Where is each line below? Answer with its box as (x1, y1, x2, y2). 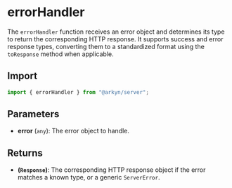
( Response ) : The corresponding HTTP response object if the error (17, 166, 206, 174)
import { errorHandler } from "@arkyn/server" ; (7, 88, 150, 95)
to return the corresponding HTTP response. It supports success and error (7, 34, 224, 43)
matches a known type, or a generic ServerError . (17, 173, 160, 182)
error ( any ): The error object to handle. (17, 127, 130, 135)
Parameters (7, 108, 60, 120)
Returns (7, 147, 44, 159)
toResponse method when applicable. (7, 50, 114, 58)
